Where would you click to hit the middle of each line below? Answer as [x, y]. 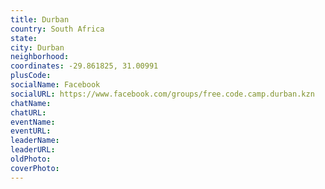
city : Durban [37, 47]
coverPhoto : [35, 168]
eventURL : [31, 131]
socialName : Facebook [55, 85]
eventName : [33, 122]
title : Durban [40, 19]
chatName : [31, 103]
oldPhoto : [31, 159]
